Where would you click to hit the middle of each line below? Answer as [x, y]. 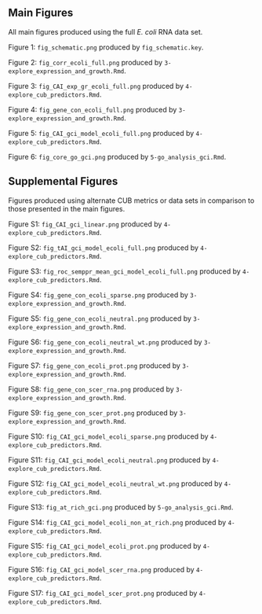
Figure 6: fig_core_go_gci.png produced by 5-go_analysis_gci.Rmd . [117, 156]
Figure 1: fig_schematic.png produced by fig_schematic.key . [106, 47]
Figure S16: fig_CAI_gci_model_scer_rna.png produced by [101, 569]
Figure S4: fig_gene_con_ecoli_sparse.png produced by [98, 295]
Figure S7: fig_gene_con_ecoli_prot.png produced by [94, 366]
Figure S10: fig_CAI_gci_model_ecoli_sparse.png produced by [109, 436]
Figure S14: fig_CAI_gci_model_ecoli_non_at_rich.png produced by [117, 522]
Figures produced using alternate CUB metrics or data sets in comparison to [131, 200]
